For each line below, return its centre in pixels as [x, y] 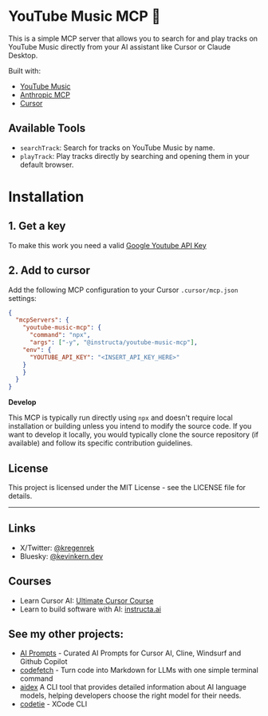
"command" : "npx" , [60, 335]
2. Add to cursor [49, 271]
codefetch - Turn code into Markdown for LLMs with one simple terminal [139, 671]
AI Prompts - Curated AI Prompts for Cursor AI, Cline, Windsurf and [130, 653]
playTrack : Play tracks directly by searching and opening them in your [134, 156]
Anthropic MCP [45, 94]
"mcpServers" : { [42, 320]
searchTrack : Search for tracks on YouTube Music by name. [117, 148]
